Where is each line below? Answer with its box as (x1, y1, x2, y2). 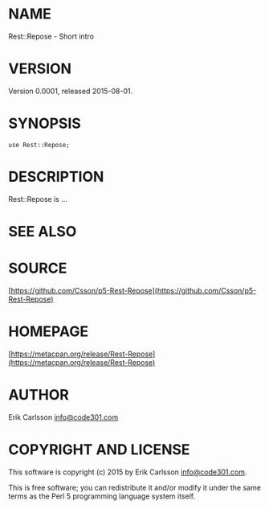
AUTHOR (8, 386, 70, 404)
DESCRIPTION (8, 168, 104, 186)
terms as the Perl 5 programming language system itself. (8, 491, 195, 501)
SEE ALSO (8, 222, 77, 240)
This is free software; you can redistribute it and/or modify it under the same (8, 482, 261, 492)
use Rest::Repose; (8, 141, 70, 149)
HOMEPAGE (8, 322, 89, 341)
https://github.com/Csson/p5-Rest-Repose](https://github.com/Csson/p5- (10, 285, 257, 295)
